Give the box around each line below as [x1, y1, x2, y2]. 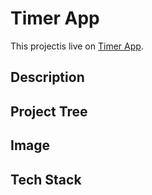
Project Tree [10, 103, 88, 120]
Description [10, 69, 85, 86]
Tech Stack [10, 171, 82, 188]
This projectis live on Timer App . [10, 40, 144, 52]
